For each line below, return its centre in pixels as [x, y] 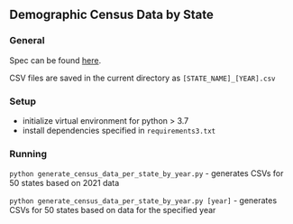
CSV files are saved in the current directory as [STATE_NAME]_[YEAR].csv [143, 78]
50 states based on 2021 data [64, 183]
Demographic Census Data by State [111, 15]
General [27, 41]
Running [28, 154]
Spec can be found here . [55, 60]
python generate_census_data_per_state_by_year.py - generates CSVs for [146, 173]
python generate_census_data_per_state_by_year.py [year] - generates [143, 201]
